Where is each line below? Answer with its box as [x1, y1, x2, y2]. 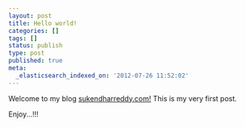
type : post [8, 49, 45, 57]
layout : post [8, 11, 52, 20]
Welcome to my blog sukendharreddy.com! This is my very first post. [8, 93, 238, 103]
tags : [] [8, 34, 38, 43]
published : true [8, 57, 63, 65]
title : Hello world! [8, 19, 78, 27]
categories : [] [8, 27, 60, 35]
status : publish [8, 42, 63, 50]
